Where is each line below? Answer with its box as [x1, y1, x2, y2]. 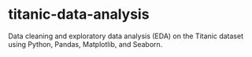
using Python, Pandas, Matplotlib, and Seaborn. [8, 39, 163, 48]
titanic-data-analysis [8, 5, 150, 23]
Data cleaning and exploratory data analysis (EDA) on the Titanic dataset [8, 31, 244, 41]
